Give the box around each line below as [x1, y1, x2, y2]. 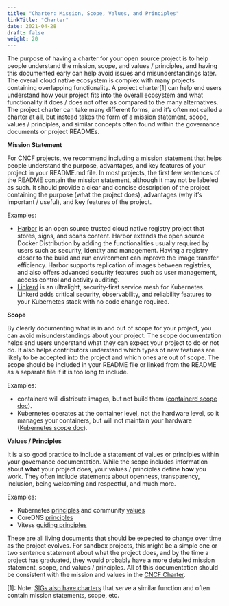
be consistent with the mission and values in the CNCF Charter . [7, 571, 186, 579]
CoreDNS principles [16, 513, 73, 522]
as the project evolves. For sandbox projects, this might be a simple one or [7, 541, 218, 550]
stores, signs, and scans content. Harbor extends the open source [16, 232, 204, 240]
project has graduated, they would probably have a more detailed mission [7, 556, 215, 564]
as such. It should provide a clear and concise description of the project [7, 183, 210, 192]
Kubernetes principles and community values [16, 506, 145, 515]
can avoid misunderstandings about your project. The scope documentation [7, 331, 221, 340]
